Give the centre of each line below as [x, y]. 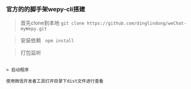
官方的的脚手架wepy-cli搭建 [46, 9]
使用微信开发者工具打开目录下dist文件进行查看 [55, 81]
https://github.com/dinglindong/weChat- [137, 24]
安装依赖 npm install [47, 40]
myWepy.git [34, 29]
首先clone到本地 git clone [52, 23]
